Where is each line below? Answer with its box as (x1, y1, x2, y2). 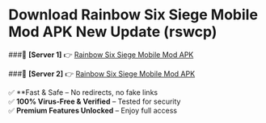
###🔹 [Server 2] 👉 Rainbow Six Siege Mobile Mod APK (8, 68, 196, 78)
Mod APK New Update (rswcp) (8, 23, 217, 41)
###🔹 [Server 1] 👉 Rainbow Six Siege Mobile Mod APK (8, 50, 194, 59)
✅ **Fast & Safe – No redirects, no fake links (8, 87, 158, 97)
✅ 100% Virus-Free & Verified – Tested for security (8, 96, 181, 106)
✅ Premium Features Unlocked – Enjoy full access (8, 105, 178, 115)
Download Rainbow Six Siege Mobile (8, 6, 259, 24)
